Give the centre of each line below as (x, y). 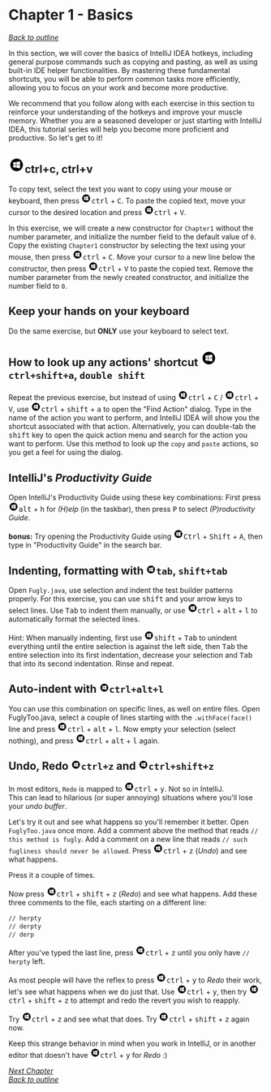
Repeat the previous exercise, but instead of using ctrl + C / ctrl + (134, 398)
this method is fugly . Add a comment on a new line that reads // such (128, 839)
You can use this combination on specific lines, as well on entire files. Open (134, 708)
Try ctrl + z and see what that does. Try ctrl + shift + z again (129, 1019)
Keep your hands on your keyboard (99, 311)
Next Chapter (31, 1071)
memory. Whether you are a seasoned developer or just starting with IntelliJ (135, 120)
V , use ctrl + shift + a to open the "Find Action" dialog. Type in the (130, 409)
